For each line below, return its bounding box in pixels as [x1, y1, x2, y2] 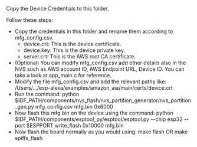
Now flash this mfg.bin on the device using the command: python [14, 109, 174, 116]
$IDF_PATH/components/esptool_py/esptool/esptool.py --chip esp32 [14, 116, 183, 123]
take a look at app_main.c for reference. [14, 72, 112, 79]
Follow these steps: [6, 17, 53, 23]
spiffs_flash [14, 135, 43, 141]
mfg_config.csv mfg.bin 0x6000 [35, 103, 113, 110]
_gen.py [14, 103, 34, 110]
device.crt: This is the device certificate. [23, 41, 122, 47]
